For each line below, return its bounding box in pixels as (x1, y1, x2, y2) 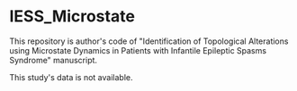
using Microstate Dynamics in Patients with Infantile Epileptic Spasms (9, 45, 267, 55)
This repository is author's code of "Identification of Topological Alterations (9, 36, 289, 46)
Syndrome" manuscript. (9, 54, 97, 65)
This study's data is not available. (9, 71, 133, 82)
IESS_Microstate (9, 6, 135, 27)
